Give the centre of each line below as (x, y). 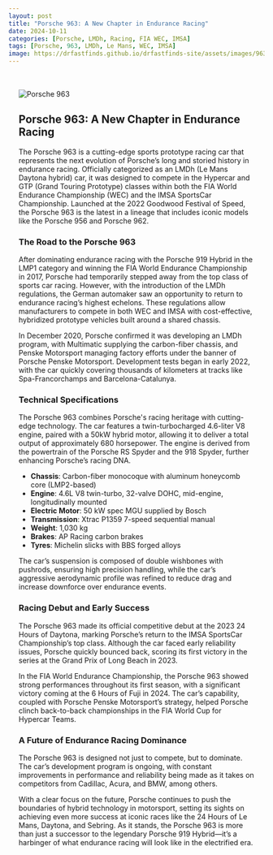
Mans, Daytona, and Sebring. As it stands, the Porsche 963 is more (131, 825)
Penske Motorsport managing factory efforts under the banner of (128, 353)
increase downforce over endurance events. (93, 587)
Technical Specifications (69, 400)
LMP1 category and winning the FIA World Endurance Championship (133, 268)
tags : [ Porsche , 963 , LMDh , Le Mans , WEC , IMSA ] (92, 46)
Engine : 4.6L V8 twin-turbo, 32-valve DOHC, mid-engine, (127, 494)
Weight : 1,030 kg (59, 528)
